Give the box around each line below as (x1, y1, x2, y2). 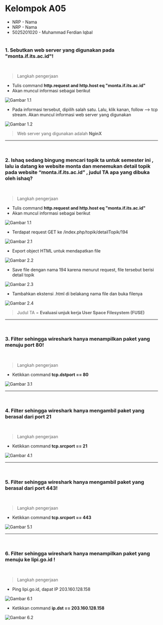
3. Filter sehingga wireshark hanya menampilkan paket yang (5, 336, 150, 342)
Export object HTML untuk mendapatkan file (12, 248, 101, 253)
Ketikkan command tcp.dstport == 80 (12, 372, 89, 377)
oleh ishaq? (5, 175, 33, 182)
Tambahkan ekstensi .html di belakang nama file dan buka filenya (12, 290, 143, 297)
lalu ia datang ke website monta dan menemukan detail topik (5, 163, 151, 170)
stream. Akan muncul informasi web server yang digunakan (12, 112, 131, 118)
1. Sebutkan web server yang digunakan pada (5, 47, 115, 54)
